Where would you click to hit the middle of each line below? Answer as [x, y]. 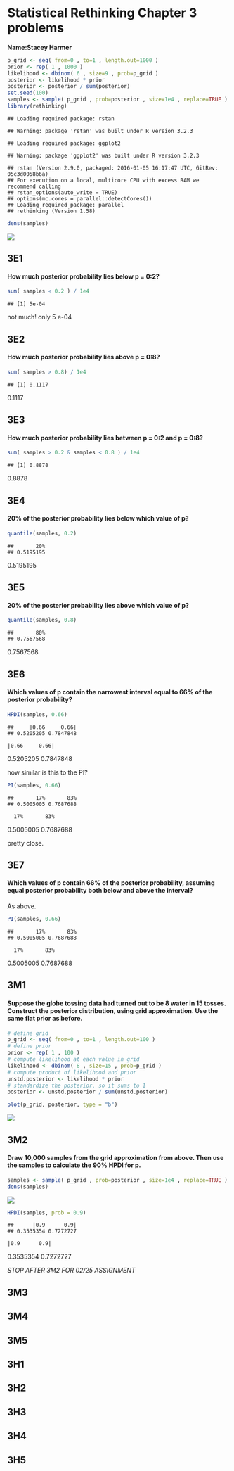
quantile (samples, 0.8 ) [42, 620]
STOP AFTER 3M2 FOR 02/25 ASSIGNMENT [71, 1271]
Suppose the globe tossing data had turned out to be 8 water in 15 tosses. [117, 1003]
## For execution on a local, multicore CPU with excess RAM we [103, 180]
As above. [22, 906]
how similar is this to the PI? [47, 772]
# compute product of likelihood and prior [72, 1072]
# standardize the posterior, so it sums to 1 [77, 1085]
